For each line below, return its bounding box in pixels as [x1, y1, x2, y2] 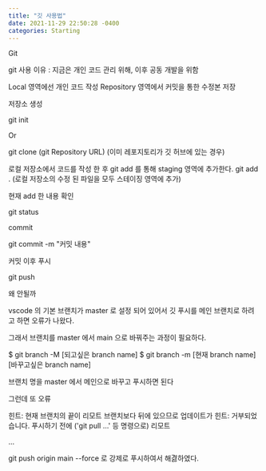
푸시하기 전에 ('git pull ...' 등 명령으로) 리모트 [31, 421, 171, 431]
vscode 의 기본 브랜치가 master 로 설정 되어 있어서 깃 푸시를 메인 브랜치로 [8, 306, 240, 316]
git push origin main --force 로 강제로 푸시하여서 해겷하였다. [8, 453, 200, 463]
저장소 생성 [8, 99, 43, 109]
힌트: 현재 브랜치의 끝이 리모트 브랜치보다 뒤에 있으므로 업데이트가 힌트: [8, 411, 230, 421]
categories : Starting [8, 26, 81, 34]
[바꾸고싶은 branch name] [8, 360, 92, 369]
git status [8, 207, 39, 217]
